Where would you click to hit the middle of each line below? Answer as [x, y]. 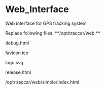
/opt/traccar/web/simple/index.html [42, 82]
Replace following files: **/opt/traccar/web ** [53, 33]
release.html [18, 72]
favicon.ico [17, 53]
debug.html [17, 43]
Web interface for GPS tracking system [46, 23]
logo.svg [14, 62]
